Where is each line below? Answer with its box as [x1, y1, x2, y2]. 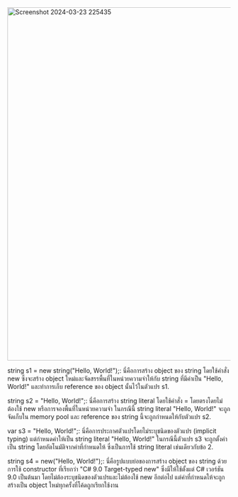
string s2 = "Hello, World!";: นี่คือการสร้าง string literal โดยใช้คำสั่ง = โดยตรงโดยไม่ [7, 397, 223, 405]
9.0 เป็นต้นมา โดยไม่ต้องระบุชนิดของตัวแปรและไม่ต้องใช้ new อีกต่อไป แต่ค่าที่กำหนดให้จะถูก [7, 473, 225, 481]
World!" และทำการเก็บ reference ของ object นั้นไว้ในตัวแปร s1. [7, 383, 170, 390]
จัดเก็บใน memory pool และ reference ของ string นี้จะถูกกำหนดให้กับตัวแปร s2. [7, 413, 211, 421]
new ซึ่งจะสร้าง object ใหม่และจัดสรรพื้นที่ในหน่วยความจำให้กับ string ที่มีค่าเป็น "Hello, [7, 374, 224, 383]
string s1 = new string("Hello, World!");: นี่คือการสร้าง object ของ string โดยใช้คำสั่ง [7, 366, 229, 375]
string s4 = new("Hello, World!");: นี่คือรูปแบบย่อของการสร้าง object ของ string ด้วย [7, 457, 227, 465]
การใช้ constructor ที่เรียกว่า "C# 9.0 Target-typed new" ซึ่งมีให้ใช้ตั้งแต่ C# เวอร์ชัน [7, 465, 225, 473]
